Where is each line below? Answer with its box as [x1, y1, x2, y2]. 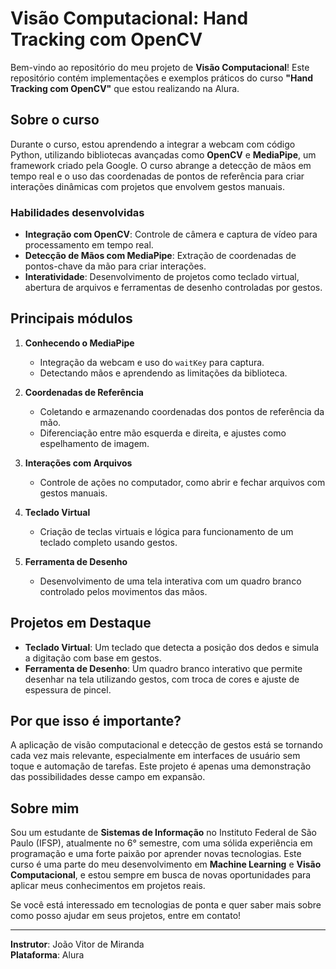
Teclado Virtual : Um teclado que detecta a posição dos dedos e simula [24, 641, 320, 653]
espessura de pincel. [24, 683, 112, 696]
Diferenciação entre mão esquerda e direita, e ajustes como [39, 427, 287, 439]
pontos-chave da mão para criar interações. [24, 260, 207, 272]
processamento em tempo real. [24, 239, 154, 251]
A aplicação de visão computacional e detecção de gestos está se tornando [10, 739, 323, 751]
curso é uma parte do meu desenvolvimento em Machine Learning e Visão [10, 858, 322, 871]
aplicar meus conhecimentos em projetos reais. [10, 880, 206, 892]
